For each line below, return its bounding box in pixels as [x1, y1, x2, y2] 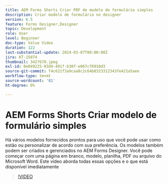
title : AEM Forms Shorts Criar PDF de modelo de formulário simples [5, 7, 153, 13]
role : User [5, 31, 28, 36]
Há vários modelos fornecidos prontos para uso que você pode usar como [5, 136, 161, 142]
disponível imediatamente [5, 163, 59, 170]
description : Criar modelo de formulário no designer [5, 12, 122, 17]
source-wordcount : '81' [5, 78, 56, 83]
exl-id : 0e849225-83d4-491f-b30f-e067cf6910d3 [5, 64, 106, 69]
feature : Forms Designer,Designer [5, 21, 79, 27]
